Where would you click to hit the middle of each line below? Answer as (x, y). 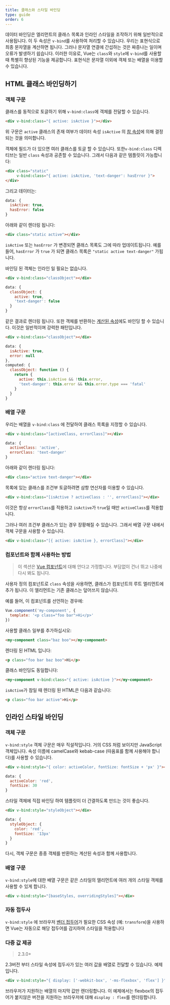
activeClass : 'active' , (35, 448)
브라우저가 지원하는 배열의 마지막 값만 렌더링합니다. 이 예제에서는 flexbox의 (80, 991)
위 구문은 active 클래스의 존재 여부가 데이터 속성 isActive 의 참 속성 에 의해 (80, 131)
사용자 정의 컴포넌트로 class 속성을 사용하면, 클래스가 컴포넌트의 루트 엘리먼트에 (84, 584)
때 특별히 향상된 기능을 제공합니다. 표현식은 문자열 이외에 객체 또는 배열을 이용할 (84, 60)
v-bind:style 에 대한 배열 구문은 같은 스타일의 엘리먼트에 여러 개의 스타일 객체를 (84, 880)
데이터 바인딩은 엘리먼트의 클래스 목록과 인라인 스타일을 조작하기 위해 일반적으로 (84, 35)
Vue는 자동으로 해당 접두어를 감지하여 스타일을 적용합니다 (67, 928)
